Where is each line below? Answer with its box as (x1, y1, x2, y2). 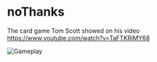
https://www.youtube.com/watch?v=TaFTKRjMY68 (7, 33, 150, 42)
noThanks (7, 4, 65, 20)
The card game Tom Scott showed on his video (7, 27, 140, 35)
